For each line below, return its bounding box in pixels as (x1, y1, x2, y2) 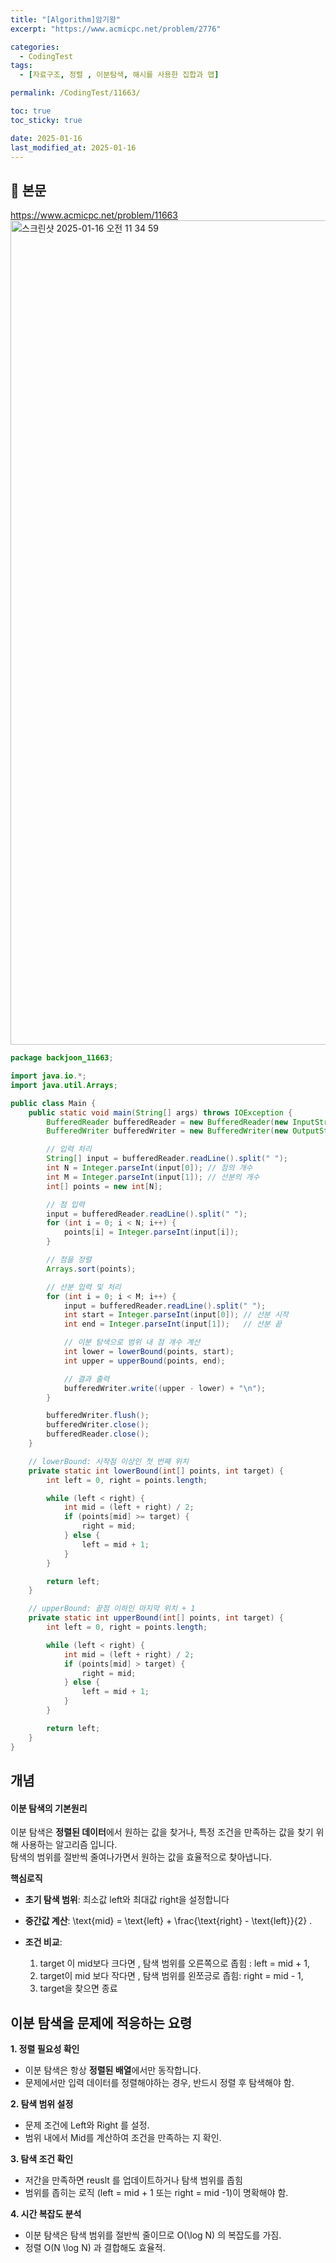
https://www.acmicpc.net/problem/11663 (10, 209, 178, 221)
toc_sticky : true (10, 115, 83, 125)
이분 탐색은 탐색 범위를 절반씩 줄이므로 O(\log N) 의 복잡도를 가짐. (24, 2229, 282, 2241)
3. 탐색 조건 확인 (10, 2152, 74, 2165)
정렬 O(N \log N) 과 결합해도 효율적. (24, 2241, 166, 2253)
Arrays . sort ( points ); (46, 1264, 137, 1274)
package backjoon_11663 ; (10, 1053, 114, 1063)
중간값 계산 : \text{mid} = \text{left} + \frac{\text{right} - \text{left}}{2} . (24, 1915, 313, 1927)
